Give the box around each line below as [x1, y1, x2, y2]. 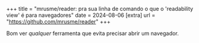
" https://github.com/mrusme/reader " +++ [6, 18, 111, 25]
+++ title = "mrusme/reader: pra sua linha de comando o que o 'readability [6, 5, 194, 12]
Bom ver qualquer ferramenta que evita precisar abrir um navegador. [6, 30, 180, 37]
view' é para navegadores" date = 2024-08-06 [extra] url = [6, 12, 156, 19]
